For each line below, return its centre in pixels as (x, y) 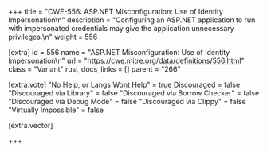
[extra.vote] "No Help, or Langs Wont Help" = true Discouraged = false (124, 84)
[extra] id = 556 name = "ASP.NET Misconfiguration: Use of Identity (119, 52)
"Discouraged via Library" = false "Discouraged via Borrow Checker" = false (134, 93)
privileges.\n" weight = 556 (53, 37)
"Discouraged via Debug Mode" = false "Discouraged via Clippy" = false (127, 101)
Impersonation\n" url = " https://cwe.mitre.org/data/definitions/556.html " (126, 60)
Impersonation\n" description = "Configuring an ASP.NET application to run (132, 20)
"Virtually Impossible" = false (56, 110)
